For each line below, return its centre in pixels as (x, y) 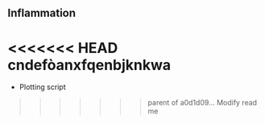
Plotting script (42, 87)
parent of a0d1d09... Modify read (203, 103)
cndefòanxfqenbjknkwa (89, 65)
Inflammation (42, 13)
